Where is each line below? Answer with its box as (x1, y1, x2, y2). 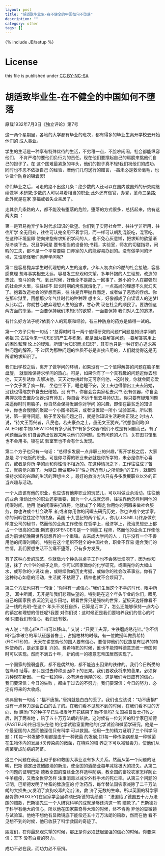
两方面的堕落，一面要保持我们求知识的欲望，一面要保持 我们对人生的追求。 (5, 308, 157, 314)
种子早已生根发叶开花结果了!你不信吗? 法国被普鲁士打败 (37, 709, 150, 715)
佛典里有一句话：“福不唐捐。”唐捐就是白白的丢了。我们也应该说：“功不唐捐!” (5, 697, 158, 702)
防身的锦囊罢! (18, 173, 46, 179)
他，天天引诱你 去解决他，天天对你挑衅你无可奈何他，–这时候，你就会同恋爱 (5, 376, 159, 382)
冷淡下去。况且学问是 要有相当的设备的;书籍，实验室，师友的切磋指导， (9, 242, 154, 247)
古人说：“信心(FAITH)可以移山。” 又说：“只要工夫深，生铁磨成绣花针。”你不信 (5, 626, 159, 632)
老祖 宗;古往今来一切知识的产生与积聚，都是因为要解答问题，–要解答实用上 (5, 335, 156, 341)
